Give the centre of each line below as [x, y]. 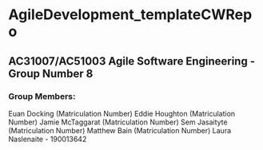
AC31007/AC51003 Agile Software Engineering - [132, 61]
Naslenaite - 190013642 [48, 139]
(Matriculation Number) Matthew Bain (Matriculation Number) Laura [120, 130]
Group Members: [42, 96]
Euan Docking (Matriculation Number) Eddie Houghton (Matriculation [122, 113]
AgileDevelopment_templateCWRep [130, 15]
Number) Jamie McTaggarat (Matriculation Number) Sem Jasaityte [118, 122]
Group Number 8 [51, 73]
